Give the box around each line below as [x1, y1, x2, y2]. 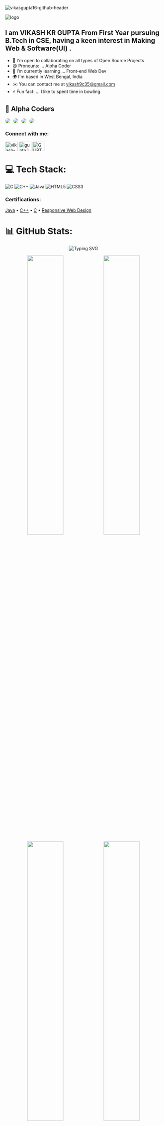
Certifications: [5, 196, 41, 203]
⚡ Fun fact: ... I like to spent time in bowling [12, 88, 100, 94]
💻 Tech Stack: [5, 164, 67, 175]
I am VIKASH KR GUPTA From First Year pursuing [5, 29, 160, 37]
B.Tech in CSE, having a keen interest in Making [5, 36, 156, 45]
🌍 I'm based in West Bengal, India [12, 74, 83, 80]
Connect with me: [5, 130, 49, 137]
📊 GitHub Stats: [5, 226, 73, 237]
